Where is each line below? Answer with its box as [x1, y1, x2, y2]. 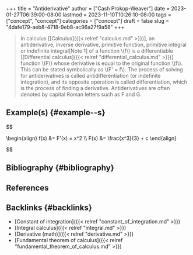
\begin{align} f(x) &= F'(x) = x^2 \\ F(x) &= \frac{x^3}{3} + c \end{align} [6, 135, 177, 142]
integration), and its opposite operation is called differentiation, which [20, 78, 188, 85]
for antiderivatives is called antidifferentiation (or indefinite [20, 73, 161, 79]
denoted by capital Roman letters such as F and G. [20, 91, 142, 98]
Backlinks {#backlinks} [6, 202, 92, 212]
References [6, 182, 49, 192]
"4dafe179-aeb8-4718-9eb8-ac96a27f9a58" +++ [6, 23, 125, 30]
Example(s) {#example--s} [6, 108, 106, 118]
